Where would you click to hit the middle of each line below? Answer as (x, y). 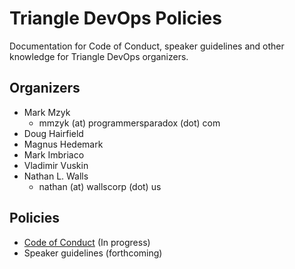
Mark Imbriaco (54, 154)
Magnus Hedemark (63, 144)
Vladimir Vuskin (56, 165)
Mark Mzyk (47, 112)
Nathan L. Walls (56, 176)
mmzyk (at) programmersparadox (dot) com (129, 123)
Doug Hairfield (53, 133)
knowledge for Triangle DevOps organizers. (99, 56)
